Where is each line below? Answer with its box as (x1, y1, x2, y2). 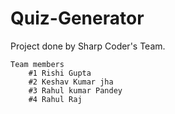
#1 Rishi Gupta (28, 68, 92, 78)
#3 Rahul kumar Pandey (28, 85, 123, 96)
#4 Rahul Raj (28, 94, 83, 104)
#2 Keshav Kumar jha (28, 77, 114, 87)
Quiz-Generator (10, 7, 145, 30)
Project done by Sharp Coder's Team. (10, 40, 166, 52)
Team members (10, 59, 65, 69)
